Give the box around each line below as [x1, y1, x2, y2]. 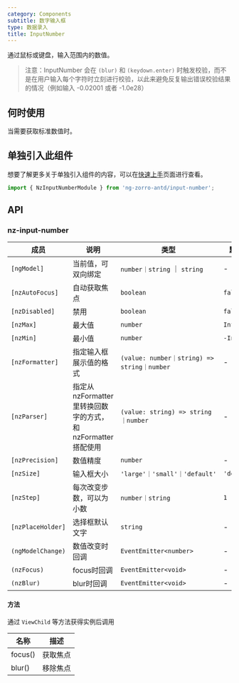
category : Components [7, 10, 72, 18]
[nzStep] [11, 493, 41, 502]
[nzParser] [11, 413, 48, 421]
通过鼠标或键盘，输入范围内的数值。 [7, 51, 114, 59]
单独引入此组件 [7, 150, 73, 162]
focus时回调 [72, 565, 113, 575]
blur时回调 [72, 579, 107, 589]
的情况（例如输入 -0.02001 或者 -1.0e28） [24, 83, 148, 93]
